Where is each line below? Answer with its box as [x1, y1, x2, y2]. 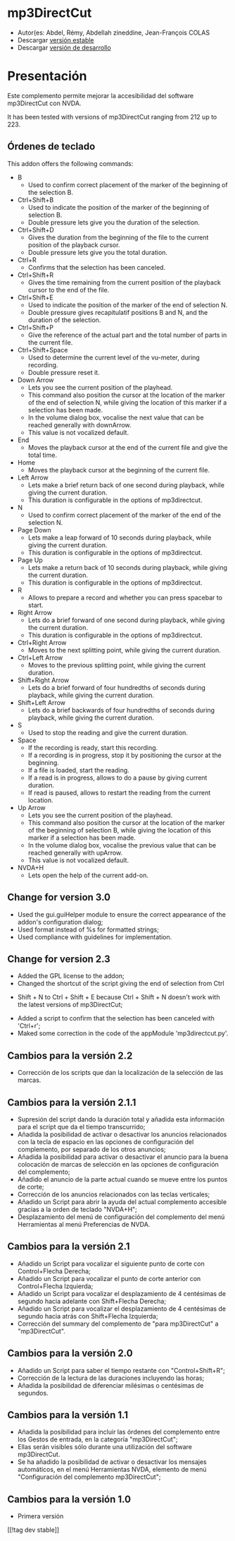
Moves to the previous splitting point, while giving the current [27, 660, 206, 669]
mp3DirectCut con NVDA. [7, 99, 82, 107]
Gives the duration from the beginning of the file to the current [27, 233, 209, 242]
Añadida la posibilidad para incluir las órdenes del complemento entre [17, 1428, 220, 1436]
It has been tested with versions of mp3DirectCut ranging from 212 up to [7, 112, 217, 121]
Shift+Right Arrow [17, 676, 70, 684]
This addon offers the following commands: [7, 159, 134, 167]
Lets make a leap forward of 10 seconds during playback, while [27, 533, 212, 542]
